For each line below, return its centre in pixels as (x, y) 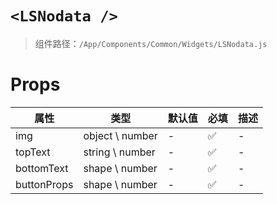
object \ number (120, 135)
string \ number (119, 152)
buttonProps (44, 184)
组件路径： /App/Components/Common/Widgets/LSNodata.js (151, 43)
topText (33, 152)
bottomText (42, 168)
